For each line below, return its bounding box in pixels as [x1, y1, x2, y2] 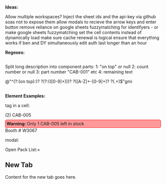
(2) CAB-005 [5, 112, 31, 118]
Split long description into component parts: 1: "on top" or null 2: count [5, 64, 149, 70]
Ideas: [5, 4, 18, 10]
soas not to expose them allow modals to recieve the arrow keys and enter [5, 19, 157, 25]
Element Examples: [5, 93, 45, 99]
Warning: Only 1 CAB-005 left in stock [6, 121, 84, 127]
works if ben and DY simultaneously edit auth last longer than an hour [5, 40, 147, 46]
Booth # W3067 [5, 127, 38, 133]
